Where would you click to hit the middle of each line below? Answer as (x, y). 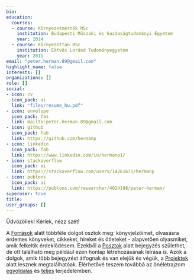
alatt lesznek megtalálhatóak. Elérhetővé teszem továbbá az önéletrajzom (96, 265)
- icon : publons (26, 177)
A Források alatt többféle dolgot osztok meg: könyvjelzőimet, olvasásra (93, 233)
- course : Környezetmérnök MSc (50, 28)
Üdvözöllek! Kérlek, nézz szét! (43, 222)
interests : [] (24, 72)
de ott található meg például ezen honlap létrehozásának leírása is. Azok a (96, 252)
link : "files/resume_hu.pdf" (47, 105)
